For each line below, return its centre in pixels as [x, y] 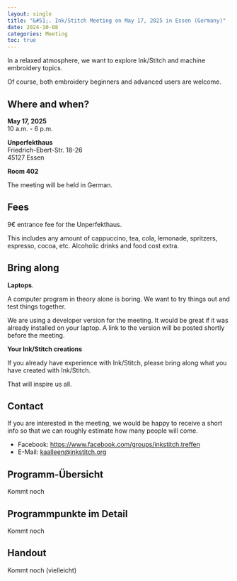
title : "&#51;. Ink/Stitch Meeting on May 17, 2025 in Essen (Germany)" [117, 21]
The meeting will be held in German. [60, 184]
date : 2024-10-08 [33, 27]
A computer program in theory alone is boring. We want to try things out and [118, 299]
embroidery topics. [35, 68]
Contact [25, 406]
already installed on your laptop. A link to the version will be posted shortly [116, 328]
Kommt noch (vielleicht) [42, 570]
